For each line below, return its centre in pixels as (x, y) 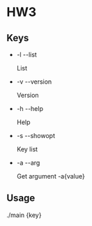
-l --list (27, 54)
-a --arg (28, 163)
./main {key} (24, 215)
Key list (27, 149)
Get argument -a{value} (51, 176)
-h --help (30, 108)
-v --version (34, 82)
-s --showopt (36, 136)
